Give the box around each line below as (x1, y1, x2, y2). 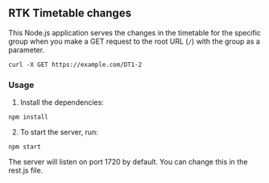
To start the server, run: (19, 127, 98, 137)
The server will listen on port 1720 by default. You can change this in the (8, 157, 248, 167)
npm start (8, 143, 42, 152)
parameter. (8, 44, 45, 55)
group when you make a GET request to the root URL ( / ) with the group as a (8, 36, 260, 46)
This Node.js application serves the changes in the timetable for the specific (8, 27, 262, 37)
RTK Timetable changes (8, 6, 131, 20)
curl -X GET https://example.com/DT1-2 (8, 60, 143, 69)
